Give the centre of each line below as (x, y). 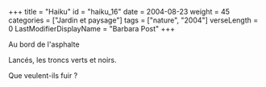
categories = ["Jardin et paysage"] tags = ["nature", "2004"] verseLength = (133, 20)
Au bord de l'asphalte (44, 44)
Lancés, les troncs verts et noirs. (62, 60)
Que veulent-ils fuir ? (43, 75)
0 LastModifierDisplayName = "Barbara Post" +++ (92, 29)
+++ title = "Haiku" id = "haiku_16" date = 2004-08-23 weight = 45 (119, 12)
